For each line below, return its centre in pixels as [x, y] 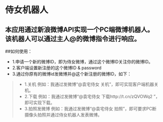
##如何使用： [19, 51]
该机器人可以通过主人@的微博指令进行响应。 [73, 39]
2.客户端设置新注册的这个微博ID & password [57, 68]
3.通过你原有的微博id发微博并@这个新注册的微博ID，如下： [72, 74]
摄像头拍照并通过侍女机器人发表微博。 [63, 115]
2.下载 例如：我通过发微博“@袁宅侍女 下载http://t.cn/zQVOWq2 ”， [92, 96]
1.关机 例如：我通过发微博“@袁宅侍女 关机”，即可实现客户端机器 [89, 84]
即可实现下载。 [40, 102]
